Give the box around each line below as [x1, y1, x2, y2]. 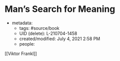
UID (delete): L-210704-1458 [19, 30, 77, 36]
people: [19, 41, 35, 47]
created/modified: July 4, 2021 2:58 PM [19, 36, 100, 42]
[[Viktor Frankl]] [4, 51, 37, 57]
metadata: [11, 20, 33, 26]
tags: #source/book [19, 25, 60, 31]
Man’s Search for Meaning [4, 3, 116, 15]
